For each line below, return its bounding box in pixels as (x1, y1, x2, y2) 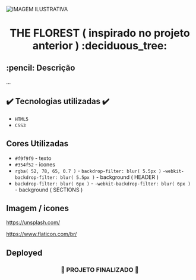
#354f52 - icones (14, 161, 55, 168)
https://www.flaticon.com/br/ (6, 231, 77, 238)
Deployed (6, 247, 43, 258)
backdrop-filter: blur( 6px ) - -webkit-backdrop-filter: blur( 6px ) (14, 180, 191, 187)
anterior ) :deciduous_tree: (32, 39, 167, 53)
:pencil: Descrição (6, 62, 75, 73)
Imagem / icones (6, 203, 69, 213)
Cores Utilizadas (6, 139, 69, 149)
